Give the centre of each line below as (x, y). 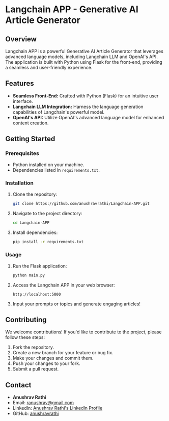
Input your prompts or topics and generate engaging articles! (77, 304)
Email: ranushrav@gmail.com (43, 403)
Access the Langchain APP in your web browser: (64, 285)
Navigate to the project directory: (47, 213)
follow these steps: (25, 337)
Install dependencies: (35, 232)
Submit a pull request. (36, 369)
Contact (18, 385)
